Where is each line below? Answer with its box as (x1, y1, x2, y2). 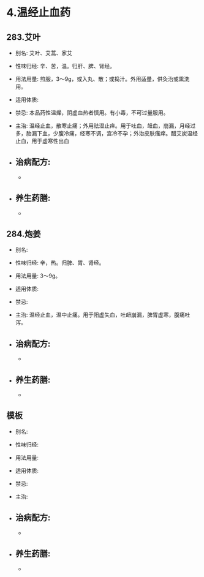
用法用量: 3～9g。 (15, 272, 61, 279)
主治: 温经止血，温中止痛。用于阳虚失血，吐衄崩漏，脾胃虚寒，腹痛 (15, 311, 185, 319)
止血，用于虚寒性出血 (15, 137, 69, 145)
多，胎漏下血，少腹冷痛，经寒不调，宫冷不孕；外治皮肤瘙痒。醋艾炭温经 (15, 130, 198, 137)
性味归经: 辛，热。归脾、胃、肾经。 (15, 259, 105, 266)
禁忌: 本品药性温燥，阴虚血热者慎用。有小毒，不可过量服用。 (15, 109, 169, 116)
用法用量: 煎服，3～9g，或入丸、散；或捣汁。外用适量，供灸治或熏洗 (15, 75, 190, 83)
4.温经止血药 (6, 6, 71, 20)
